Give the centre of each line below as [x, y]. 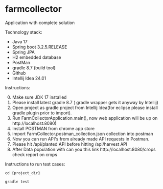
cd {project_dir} [23, 173]
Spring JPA [23, 52]
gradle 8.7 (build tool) [34, 68]
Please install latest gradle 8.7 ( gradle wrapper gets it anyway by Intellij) [85, 102]
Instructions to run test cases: [35, 164]
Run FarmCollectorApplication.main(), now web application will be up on [85, 118]
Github [19, 73]
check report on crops [35, 154]
